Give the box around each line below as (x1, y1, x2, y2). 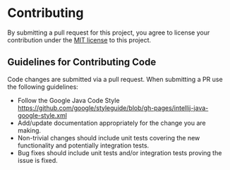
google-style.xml (17, 111, 67, 119)
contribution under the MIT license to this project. (7, 35, 152, 44)
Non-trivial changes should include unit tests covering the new (17, 133, 200, 142)
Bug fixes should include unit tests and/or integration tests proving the (17, 148, 222, 157)
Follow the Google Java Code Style (17, 96, 120, 104)
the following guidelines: (7, 83, 79, 91)
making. (17, 126, 41, 135)
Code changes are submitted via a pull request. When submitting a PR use (7, 75, 224, 83)
